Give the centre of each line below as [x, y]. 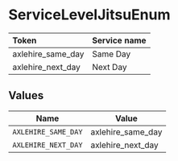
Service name [119, 40]
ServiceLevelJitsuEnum [89, 15]
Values [26, 95]
